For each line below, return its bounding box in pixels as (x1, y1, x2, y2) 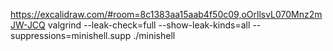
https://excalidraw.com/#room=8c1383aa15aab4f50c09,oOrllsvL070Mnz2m (10, 9, 323, 20)
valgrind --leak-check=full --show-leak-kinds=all (47, 19, 251, 31)
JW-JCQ (10, 19, 46, 31)
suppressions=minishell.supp (10, 30, 132, 41)
